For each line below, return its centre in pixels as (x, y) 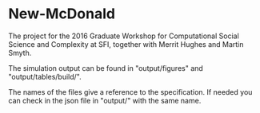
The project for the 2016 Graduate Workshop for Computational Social (124, 36)
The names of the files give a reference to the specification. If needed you (130, 92)
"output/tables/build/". (45, 76)
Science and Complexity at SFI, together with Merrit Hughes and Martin (126, 44)
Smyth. (20, 53)
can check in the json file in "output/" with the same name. (105, 100)
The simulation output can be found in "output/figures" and (106, 68)
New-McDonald (62, 14)
